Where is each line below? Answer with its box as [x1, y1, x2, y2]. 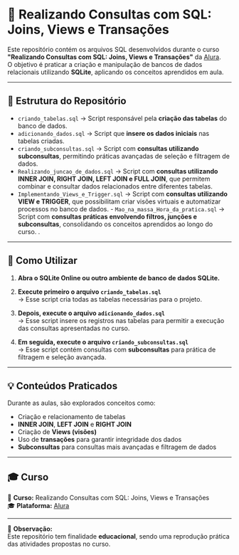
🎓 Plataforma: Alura [7, 502, 70, 510]
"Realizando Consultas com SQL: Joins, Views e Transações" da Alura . [7, 53, 222, 61]
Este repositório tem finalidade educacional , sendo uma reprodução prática [7, 532, 230, 541]
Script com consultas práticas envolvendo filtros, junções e [17, 212, 198, 221]
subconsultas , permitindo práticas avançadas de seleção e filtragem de [17, 152, 230, 160]
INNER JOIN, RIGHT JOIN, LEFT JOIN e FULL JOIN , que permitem [17, 174, 211, 183]
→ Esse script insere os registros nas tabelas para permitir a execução [17, 316, 225, 324]
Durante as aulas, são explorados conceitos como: [7, 398, 156, 408]
